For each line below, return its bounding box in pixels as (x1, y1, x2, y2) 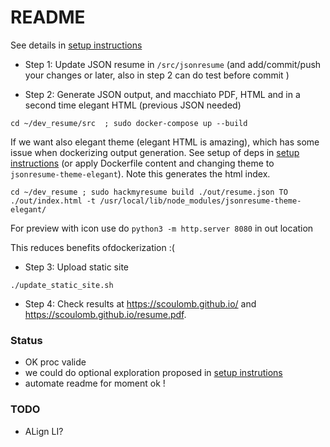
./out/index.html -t (10, 196, 97, 206)
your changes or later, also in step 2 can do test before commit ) (24, 69, 290, 81)
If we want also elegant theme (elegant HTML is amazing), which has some (10, 136, 320, 148)
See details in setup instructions (10, 39, 143, 51)
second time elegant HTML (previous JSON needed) (24, 99, 242, 111)
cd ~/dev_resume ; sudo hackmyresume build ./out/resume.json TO (10, 187, 288, 197)
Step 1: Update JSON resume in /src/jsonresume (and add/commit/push (24, 58, 322, 70)
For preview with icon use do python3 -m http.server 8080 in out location (10, 222, 314, 234)
